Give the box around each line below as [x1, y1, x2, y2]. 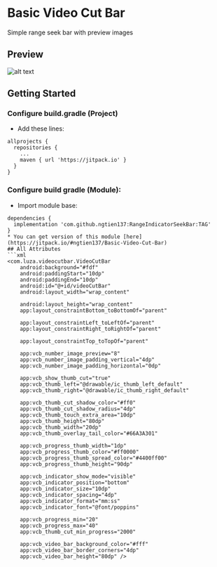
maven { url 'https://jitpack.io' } [20, 157, 127, 164]
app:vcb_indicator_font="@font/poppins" [20, 504, 139, 511]
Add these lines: [17, 124, 64, 133]
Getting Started [7, 88, 76, 100]
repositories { [13, 144, 58, 152]
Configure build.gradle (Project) [7, 109, 118, 119]
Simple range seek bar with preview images [7, 28, 134, 37]
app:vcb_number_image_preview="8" [20, 350, 120, 357]
